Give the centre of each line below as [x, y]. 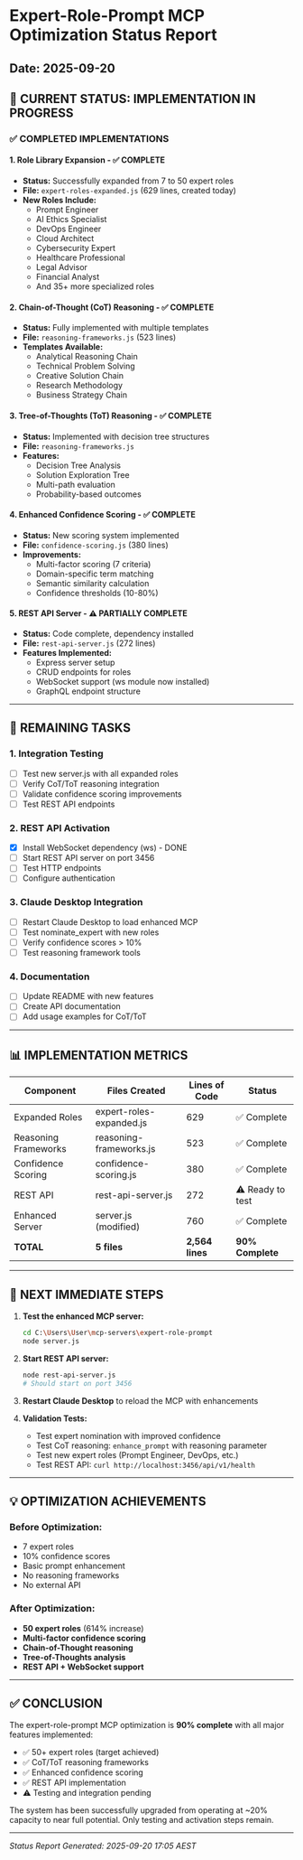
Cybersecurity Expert [75, 248]
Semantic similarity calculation [92, 583]
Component [50, 1091]
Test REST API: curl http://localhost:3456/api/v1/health [145, 1464]
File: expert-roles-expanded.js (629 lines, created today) [129, 191]
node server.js [51, 1341]
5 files [109, 1248]
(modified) [118, 1227]
